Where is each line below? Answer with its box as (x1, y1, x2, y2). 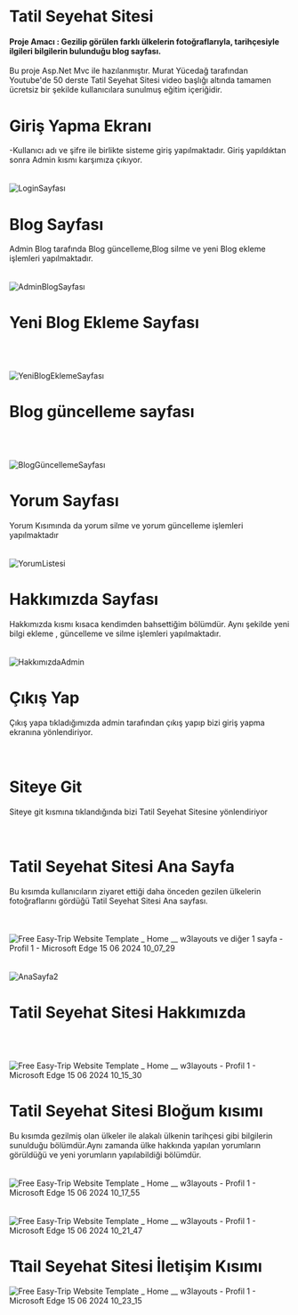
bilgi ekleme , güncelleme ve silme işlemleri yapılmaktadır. (9, 628, 221, 639)
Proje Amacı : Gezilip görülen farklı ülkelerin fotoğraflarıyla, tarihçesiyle (9, 36, 280, 46)
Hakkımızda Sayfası (9, 590, 158, 609)
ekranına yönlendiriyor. (9, 726, 93, 737)
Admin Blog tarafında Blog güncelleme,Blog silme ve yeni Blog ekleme (9, 243, 266, 255)
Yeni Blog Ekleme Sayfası (9, 313, 200, 333)
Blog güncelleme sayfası (9, 402, 195, 422)
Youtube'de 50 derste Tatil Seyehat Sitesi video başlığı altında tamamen (9, 75, 271, 86)
